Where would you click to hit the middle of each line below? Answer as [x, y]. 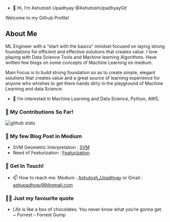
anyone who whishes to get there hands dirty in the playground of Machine [84, 83]
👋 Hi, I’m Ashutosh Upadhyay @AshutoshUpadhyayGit [69, 8]
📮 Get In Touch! [25, 166]
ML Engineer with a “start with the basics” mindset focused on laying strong [85, 46]
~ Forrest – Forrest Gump [39, 215]
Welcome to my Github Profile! [38, 18]
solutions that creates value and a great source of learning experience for [83, 78]
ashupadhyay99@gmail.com [43, 185]
